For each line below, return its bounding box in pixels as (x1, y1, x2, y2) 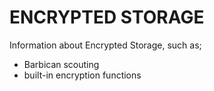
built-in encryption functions (23, 69, 142, 81)
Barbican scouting (23, 58, 100, 70)
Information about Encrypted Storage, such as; (9, 39, 202, 51)
